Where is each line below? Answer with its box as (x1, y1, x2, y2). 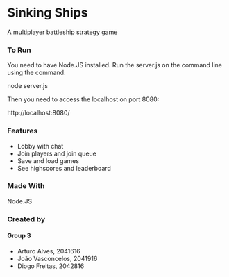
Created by (7, 214, 46, 224)
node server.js (7, 82, 49, 90)
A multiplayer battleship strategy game (7, 28, 118, 36)
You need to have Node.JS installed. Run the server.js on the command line (7, 61, 222, 69)
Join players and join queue (17, 149, 97, 158)
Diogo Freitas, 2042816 (17, 262, 85, 270)
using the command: (7, 68, 66, 77)
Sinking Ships (7, 5, 88, 21)
